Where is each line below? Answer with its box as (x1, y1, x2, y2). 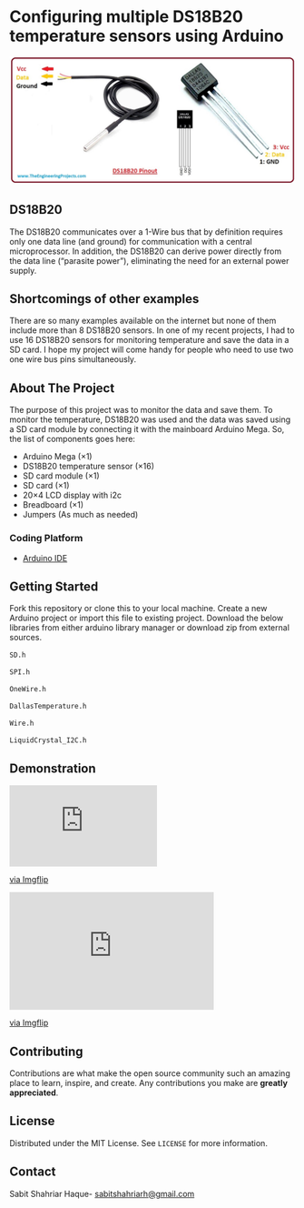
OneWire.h (9, 685, 47, 694)
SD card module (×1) (22, 470, 100, 481)
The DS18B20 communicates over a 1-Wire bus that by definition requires (9, 226, 283, 237)
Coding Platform (9, 532, 83, 545)
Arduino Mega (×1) (22, 451, 93, 462)
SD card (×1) (22, 480, 70, 491)
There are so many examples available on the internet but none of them (9, 316, 277, 327)
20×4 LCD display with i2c (22, 489, 123, 501)
